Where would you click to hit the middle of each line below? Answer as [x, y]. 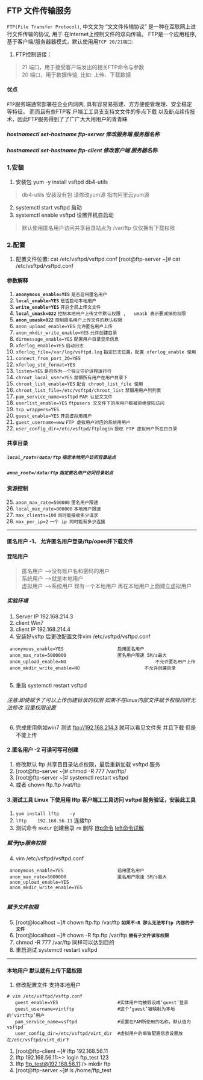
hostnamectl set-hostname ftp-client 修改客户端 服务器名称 [82, 150]
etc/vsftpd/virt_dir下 [42, 1040]
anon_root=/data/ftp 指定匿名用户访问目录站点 [60, 473]
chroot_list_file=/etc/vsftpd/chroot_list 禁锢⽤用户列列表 [88, 391]
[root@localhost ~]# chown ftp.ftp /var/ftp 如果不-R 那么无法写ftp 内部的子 [105, 922]
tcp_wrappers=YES [37, 410]
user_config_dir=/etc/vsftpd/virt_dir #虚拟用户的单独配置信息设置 [97, 1034]
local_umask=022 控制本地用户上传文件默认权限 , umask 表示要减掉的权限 [101, 314]
